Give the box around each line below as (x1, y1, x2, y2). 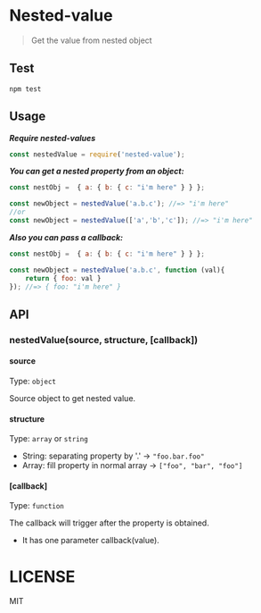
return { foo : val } (25, 273, 102, 282)
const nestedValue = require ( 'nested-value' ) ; (9, 149, 185, 159)
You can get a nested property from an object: (9, 166, 184, 177)
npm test (9, 84, 42, 94)
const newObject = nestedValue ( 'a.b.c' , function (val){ (9, 265, 225, 274)
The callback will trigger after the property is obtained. (9, 517, 209, 528)
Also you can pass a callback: (9, 231, 124, 242)
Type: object (9, 375, 56, 386)
